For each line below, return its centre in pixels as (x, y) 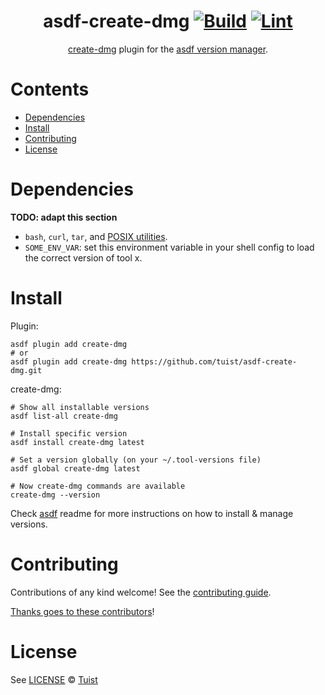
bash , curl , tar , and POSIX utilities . (96, 236)
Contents (50, 89)
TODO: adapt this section (64, 217)
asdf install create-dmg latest (77, 442)
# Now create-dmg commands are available (98, 486)
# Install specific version (69, 433)
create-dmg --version (55, 495)
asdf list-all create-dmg (64, 416)
